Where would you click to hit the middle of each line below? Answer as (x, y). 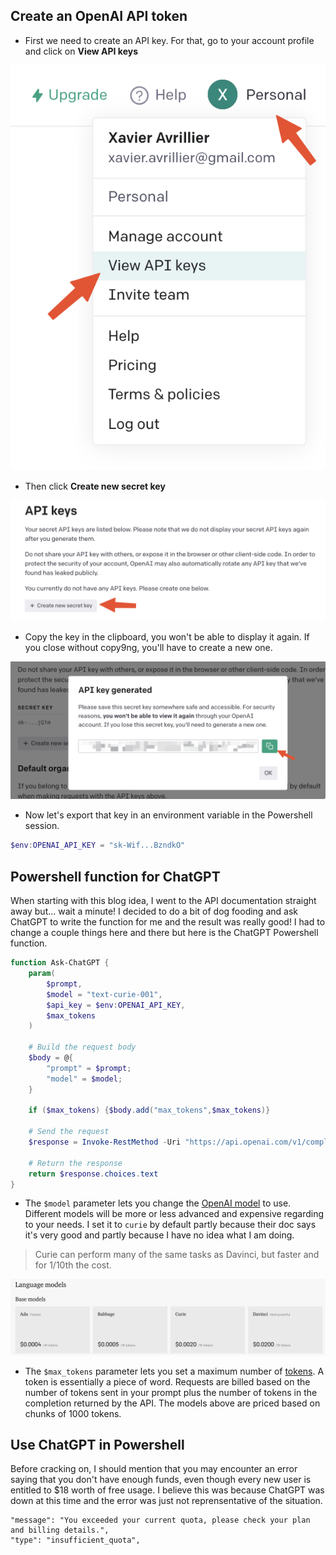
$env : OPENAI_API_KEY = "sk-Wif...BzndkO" (98, 845)
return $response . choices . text (93, 1174)
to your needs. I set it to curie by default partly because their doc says (170, 1225)
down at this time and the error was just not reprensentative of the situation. (166, 1501)
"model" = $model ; (84, 1079)
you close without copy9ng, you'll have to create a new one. (148, 647)
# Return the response (75, 1163)
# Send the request (69, 1132)
